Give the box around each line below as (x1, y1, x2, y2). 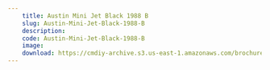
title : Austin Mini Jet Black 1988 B (22, 11, 149, 20)
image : (22, 42, 44, 50)
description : (22, 27, 66, 35)
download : (22, 49, 56, 57)
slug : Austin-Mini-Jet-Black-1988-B (22, 19, 146, 27)
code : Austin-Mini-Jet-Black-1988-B (22, 34, 146, 43)
